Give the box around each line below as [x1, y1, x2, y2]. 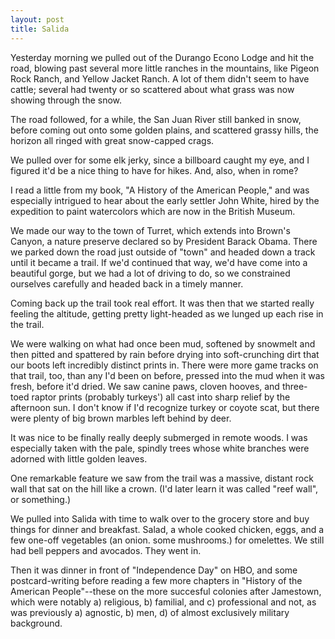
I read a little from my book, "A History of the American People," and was [10, 184, 310, 196]
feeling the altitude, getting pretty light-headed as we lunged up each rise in [10, 307, 324, 320]
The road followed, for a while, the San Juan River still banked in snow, [10, 113, 302, 125]
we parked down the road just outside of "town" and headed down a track [10, 246, 316, 258]
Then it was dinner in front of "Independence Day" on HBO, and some [10, 564, 298, 576]
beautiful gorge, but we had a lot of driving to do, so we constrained [10, 267, 291, 279]
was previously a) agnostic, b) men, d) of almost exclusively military [10, 606, 290, 618]
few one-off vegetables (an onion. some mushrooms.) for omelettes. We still [10, 534, 325, 546]
